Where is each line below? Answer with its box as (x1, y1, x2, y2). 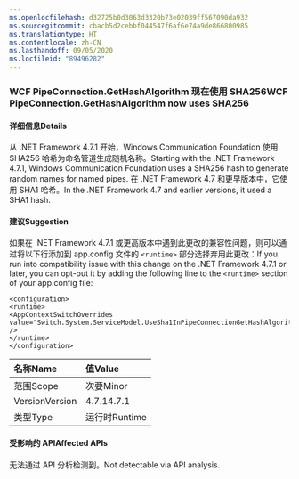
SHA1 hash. (9, 195, 52, 206)
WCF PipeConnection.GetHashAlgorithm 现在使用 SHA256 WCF (9, 85, 288, 98)
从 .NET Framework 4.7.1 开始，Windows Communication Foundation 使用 (9, 142, 279, 152)
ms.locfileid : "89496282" (9, 54, 105, 63)
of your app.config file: (9, 278, 93, 288)
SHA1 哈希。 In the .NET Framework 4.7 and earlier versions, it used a (19, 184, 272, 196)
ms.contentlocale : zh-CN (9, 37, 101, 47)
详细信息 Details (9, 120, 68, 131)
